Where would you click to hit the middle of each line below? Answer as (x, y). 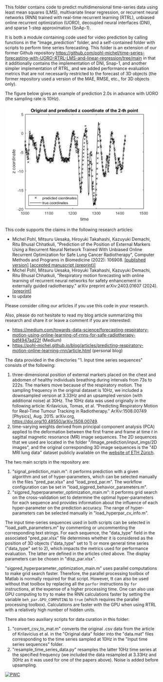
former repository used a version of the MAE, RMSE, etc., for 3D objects (77, 79)
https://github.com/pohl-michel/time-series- (100, 53)
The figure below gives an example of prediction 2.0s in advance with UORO (82, 93)
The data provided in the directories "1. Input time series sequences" (74, 360)
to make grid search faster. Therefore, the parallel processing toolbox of (77, 574)
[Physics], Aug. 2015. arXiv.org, (44, 416)
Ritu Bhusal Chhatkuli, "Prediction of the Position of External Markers (81, 244)
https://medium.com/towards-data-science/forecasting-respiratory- (80, 330)
